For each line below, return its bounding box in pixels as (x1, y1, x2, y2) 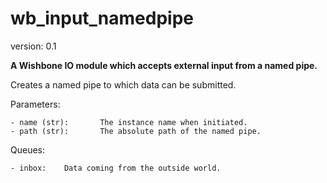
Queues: (10, 143, 46, 156)
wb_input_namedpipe (10, 7, 194, 30)
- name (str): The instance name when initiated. (10, 117, 248, 127)
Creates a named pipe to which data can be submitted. (10, 78, 237, 91)
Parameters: (10, 98, 61, 110)
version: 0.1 (10, 40, 57, 52)
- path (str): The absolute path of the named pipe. (10, 126, 262, 136)
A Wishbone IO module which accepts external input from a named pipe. (10, 59, 318, 71)
